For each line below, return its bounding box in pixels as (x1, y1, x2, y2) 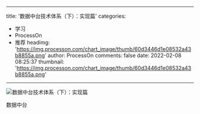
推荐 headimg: (14, 39, 51, 46)
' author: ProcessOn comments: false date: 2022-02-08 (44, 52, 182, 59)
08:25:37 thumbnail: (14, 58, 64, 65)
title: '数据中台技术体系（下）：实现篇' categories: (6, 12, 126, 20)
